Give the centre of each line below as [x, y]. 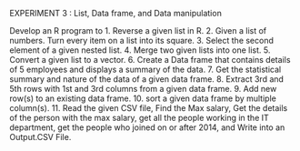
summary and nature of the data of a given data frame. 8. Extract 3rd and [147, 79]
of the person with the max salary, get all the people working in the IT [140, 118]
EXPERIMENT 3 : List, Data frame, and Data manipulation [116, 13]
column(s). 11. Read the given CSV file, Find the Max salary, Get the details [149, 108]
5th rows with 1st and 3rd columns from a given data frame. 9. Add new [143, 89]
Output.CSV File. [40, 137]
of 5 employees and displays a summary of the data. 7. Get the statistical [145, 69]
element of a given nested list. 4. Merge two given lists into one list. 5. [140, 50]
